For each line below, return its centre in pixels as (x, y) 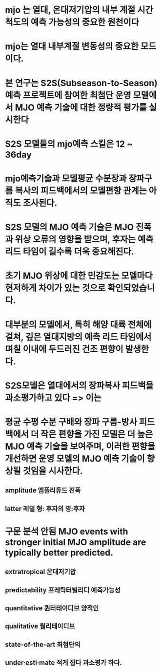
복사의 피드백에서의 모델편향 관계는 (81, 191)
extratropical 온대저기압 (41, 572)
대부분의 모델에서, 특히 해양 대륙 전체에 (78, 325)
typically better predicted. (59, 552)
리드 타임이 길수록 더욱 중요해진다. (70, 252)
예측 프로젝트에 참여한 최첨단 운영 (68, 95)
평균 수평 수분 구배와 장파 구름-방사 (71, 422)
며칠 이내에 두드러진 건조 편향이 (64, 349)
